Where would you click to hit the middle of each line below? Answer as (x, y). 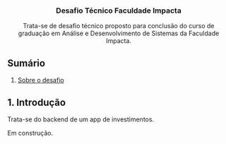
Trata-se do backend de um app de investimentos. (81, 119)
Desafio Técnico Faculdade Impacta (119, 11)
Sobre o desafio (41, 80)
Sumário (26, 63)
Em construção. (30, 133)
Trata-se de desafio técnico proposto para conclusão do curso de (119, 26)
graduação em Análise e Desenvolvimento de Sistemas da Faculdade (119, 33)
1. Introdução (36, 102)
